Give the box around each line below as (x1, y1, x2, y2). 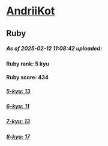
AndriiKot (6, 4, 55, 18)
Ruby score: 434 (6, 74, 49, 81)
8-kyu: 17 (6, 133, 31, 140)
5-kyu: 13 (6, 87, 31, 94)
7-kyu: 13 (6, 118, 31, 125)
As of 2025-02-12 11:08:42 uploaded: (6, 45, 103, 52)
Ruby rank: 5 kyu (6, 60, 50, 67)
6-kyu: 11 (6, 103, 30, 110)
